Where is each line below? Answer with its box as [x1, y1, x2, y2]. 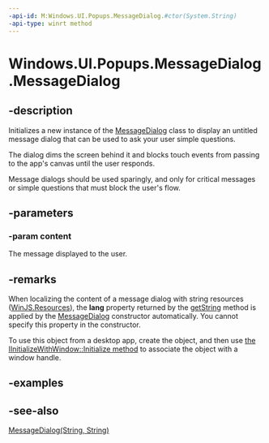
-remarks [8, 273, 57, 286]
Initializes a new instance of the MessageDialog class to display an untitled [8, 125, 258, 135]
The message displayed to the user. [8, 249, 128, 259]
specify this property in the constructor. [8, 320, 141, 329]
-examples [8, 376, 64, 390]
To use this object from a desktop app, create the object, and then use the [8, 336, 256, 345]
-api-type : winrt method [8, 19, 92, 28]
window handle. [8, 353, 62, 362]
